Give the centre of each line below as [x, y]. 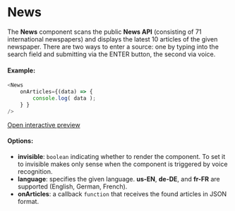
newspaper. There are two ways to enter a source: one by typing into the [113, 46]
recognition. [35, 171]
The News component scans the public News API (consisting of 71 [104, 32]
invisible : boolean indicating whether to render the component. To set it [121, 156]
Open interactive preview [44, 124]
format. [28, 201]
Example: [22, 70]
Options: [20, 141]
